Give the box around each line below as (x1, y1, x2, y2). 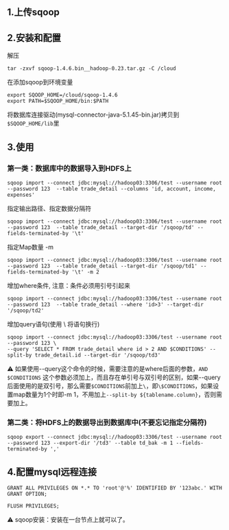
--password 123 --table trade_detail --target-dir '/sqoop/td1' (7, 263, 197, 269)
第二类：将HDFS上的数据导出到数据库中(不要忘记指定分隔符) (7, 418, 207, 427)
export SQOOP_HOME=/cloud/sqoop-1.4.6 (7, 92, 118, 99)
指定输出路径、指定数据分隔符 (7, 204, 91, 213)
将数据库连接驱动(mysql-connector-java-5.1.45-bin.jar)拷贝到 (7, 110, 180, 119)
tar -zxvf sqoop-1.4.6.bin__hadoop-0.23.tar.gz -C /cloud (7, 65, 176, 72)
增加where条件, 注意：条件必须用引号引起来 (7, 281, 131, 289)
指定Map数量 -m (7, 243, 53, 251)
